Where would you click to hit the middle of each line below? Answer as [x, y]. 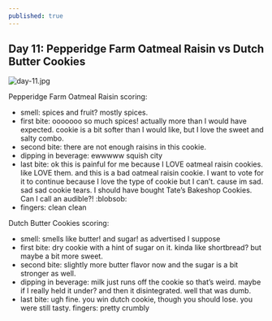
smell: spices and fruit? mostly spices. [84, 113]
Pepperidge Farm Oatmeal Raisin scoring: [78, 97]
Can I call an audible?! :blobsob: [73, 199]
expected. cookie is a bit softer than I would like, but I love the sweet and [142, 130]
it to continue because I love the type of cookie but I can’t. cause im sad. [142, 182]
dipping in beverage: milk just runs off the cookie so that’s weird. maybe [140, 282]
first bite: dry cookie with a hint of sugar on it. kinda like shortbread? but [141, 248]
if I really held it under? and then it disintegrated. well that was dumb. [136, 291]
